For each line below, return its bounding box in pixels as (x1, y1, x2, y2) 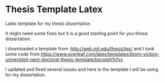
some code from (5, 51, 40, 57)
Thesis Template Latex (5, 4, 103, 15)
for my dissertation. (5, 71, 46, 77)
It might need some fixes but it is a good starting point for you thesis (5, 30, 148, 36)
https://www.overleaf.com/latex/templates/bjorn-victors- (41, 51, 160, 57)
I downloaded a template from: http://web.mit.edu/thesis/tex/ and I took (5, 45, 155, 51)
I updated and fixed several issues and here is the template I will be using (5, 66, 158, 72)
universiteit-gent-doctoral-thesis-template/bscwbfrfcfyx (5, 56, 123, 62)
